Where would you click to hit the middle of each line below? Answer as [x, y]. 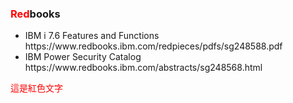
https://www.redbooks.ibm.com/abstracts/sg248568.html [143, 68]
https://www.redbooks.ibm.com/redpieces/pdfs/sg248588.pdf [153, 46]
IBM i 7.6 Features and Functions [92, 36]
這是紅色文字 [36, 88]
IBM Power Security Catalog [83, 57]
